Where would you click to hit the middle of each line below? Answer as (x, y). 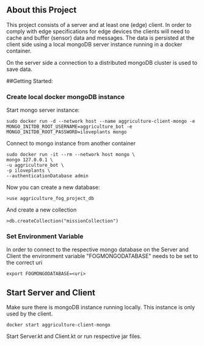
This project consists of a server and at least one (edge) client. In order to (99, 24)
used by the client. (30, 314)
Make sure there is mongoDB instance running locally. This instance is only (101, 307)
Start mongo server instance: (43, 110)
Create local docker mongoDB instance (66, 97)
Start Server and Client (51, 293)
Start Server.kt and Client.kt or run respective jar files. (74, 336)
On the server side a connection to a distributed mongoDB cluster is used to (102, 62)
